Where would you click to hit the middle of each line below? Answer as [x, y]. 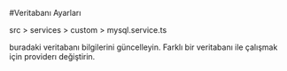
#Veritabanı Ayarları [45, 13]
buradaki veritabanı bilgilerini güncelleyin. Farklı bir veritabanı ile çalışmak [143, 47]
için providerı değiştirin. [52, 56]
